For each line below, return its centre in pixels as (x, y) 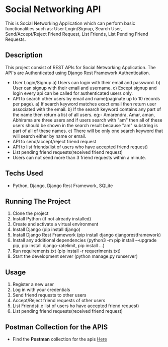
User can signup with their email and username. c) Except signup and (85, 88)
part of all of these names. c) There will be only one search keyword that (88, 131)
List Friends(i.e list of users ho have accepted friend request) (76, 306)
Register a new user (33, 284)
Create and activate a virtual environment (55, 224)
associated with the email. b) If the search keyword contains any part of (87, 109)
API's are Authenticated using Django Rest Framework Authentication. (78, 73)
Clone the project (30, 213)
